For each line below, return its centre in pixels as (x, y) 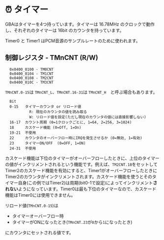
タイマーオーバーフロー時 (38, 216)
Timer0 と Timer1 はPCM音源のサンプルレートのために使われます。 (73, 41)
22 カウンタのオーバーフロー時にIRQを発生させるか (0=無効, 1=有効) (76, 138)
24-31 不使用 (23, 148)
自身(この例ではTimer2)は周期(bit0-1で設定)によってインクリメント (85, 182)
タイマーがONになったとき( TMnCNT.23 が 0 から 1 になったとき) (72, 222)
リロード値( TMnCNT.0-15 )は (32, 205)
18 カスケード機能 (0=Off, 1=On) (45, 127)
